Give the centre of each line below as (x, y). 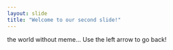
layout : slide (27, 13)
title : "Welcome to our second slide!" (64, 20)
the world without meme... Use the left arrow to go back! (87, 39)
